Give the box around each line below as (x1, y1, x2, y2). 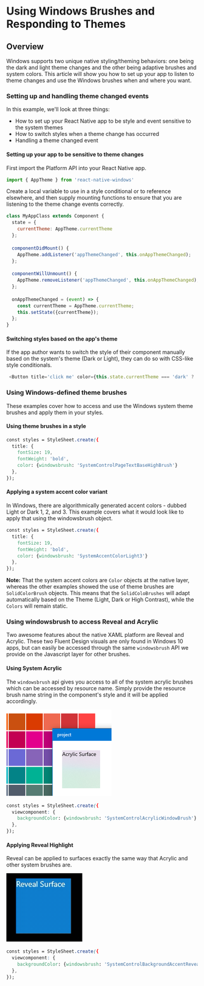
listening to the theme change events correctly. (6, 200, 124, 208)
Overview (6, 41, 44, 52)
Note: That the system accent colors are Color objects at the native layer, (6, 577, 190, 584)
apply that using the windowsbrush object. (6, 515, 113, 522)
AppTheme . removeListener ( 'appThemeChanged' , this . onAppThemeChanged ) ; (17, 277, 200, 284)
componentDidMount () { (12, 245, 69, 251)
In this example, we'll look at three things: (6, 106, 110, 113)
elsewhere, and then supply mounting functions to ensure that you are (6, 194, 182, 202)
